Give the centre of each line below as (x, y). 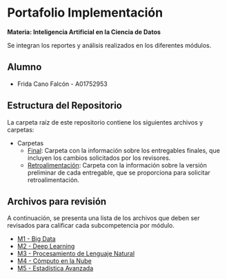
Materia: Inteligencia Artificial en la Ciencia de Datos (84, 32)
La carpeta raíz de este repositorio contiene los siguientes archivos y (105, 122)
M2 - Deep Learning (46, 246)
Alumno (24, 67)
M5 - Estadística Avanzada (55, 269)
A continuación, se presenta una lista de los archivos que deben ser (103, 218)
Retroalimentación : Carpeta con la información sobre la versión (117, 165)
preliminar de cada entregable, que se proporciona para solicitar (119, 172)
